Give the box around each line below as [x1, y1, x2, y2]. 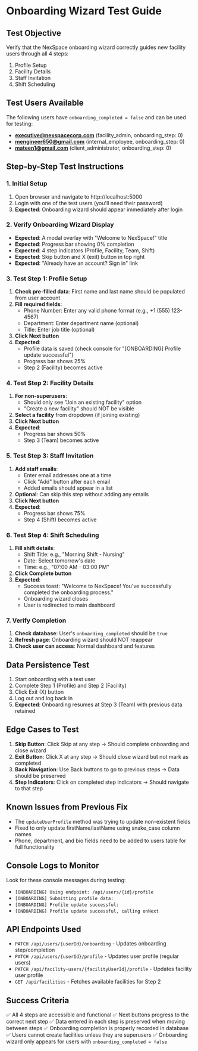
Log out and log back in [14, 695, 73, 702]
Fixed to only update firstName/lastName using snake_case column [14, 824, 180, 831]
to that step [14, 784, 43, 792]
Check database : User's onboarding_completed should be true [14, 630, 168, 637]
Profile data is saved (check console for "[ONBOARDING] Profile [23, 345, 181, 353]
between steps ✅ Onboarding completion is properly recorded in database [6, 1025, 189, 1032]
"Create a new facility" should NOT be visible [23, 405, 135, 412]
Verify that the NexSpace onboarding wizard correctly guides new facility [6, 44, 186, 51]
